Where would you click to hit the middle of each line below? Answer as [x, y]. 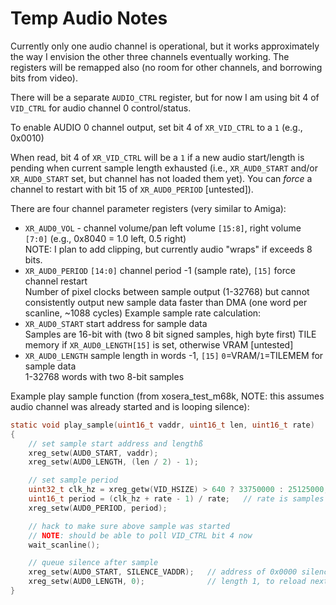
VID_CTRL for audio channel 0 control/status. [101, 108]
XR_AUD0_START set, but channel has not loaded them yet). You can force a [161, 178]
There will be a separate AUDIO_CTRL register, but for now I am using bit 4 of [165, 97]
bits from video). [44, 78]
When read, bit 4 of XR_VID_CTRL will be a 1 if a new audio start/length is [157, 157]
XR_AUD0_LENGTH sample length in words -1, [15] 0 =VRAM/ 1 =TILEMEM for [174, 355]
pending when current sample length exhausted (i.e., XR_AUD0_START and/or [164, 168]
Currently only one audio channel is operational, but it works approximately [165, 46]
